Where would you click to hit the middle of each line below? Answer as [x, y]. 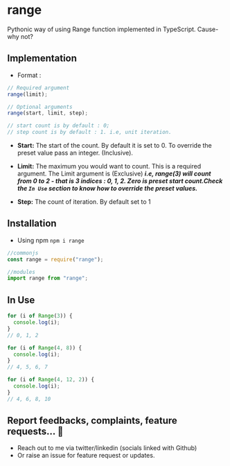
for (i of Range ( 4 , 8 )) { [44, 348]
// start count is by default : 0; [59, 126]
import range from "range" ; [48, 278]
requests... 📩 [35, 432]
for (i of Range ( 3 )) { [40, 316]
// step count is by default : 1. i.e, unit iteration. [89, 132]
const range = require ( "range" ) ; [55, 259]
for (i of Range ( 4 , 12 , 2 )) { [51, 380]
